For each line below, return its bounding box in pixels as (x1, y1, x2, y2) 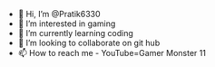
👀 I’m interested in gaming (17, 18, 116, 29)
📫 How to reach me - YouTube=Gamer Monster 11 (17, 48, 207, 58)
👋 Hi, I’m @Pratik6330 (17, 9, 102, 19)
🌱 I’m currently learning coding (17, 28, 134, 38)
